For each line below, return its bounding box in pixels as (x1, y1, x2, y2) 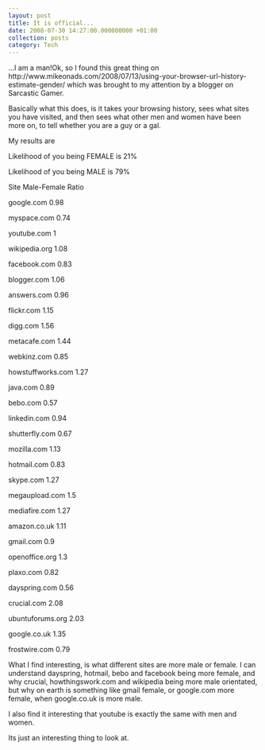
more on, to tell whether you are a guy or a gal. (8, 121, 161, 130)
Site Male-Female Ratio (8, 182, 85, 192)
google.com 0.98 (8, 198, 64, 208)
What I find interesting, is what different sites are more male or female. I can (8, 660, 256, 670)
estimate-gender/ (8, 80, 66, 90)
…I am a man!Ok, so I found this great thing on (8, 63, 159, 72)
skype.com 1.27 (8, 475, 60, 485)
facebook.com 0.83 (8, 259, 73, 269)
